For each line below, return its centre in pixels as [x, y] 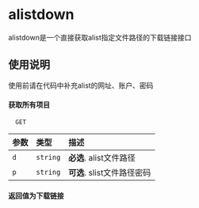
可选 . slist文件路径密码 [110, 172]
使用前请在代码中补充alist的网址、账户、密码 [81, 85]
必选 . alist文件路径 [102, 157]
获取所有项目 [29, 105]
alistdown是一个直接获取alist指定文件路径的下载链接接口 [100, 37]
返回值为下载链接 [36, 195]
